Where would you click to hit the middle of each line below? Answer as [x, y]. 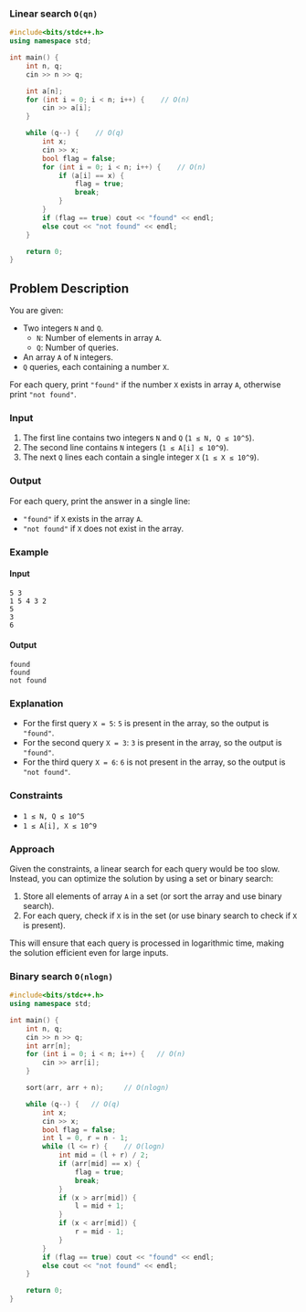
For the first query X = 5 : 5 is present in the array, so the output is [146, 724]
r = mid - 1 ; [100, 1232]
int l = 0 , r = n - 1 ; [85, 1138]
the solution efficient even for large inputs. [89, 952]
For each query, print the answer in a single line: [100, 501]
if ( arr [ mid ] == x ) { [100, 1164]
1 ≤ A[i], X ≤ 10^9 [60, 826]
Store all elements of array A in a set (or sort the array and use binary [152, 896]
